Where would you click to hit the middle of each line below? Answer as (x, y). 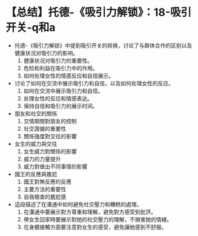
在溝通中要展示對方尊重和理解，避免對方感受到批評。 (90, 212)
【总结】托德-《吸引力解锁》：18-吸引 (99, 12)
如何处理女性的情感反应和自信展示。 (69, 76)
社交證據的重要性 (45, 128)
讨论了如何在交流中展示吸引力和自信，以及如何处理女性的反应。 (94, 83)
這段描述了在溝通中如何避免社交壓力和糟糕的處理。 (78, 204)
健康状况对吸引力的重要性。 (58, 61)
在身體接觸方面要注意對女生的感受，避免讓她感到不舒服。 (95, 227)
